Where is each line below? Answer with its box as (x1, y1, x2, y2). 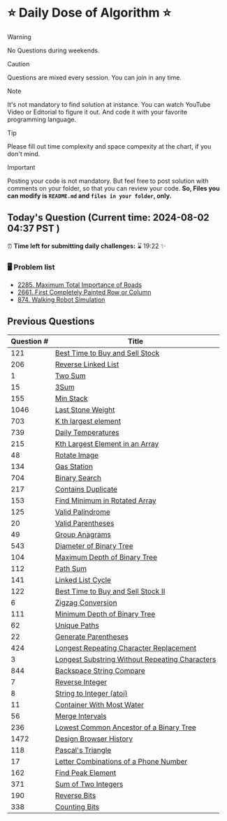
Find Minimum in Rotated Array (54, 496, 156, 505)
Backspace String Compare (54, 665, 145, 675)
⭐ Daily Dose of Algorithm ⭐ (7, 5, 172, 21)
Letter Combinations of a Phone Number (54, 756, 188, 766)
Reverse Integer (54, 677, 108, 687)
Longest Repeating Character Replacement (54, 643, 197, 653)
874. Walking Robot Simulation (17, 295, 105, 304)
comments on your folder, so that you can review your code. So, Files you (7, 184, 220, 192)
